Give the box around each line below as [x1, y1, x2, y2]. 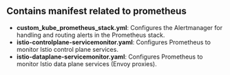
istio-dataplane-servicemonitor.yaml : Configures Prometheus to [16, 52, 204, 61]
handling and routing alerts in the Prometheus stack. [16, 31, 165, 39]
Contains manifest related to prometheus [6, 5, 187, 17]
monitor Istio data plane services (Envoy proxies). [16, 59, 158, 67]
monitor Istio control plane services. [16, 45, 118, 53]
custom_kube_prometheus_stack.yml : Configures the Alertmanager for [16, 23, 223, 31]
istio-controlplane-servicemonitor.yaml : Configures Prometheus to [16, 37, 211, 46]
